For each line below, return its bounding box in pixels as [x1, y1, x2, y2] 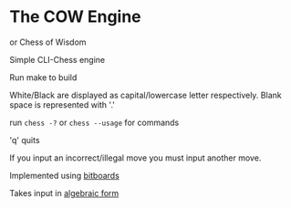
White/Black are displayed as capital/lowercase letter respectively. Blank [9, 89, 282, 100]
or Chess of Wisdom [9, 36, 87, 47]
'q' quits [9, 134, 40, 145]
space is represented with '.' [9, 99, 116, 110]
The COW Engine [9, 6, 141, 27]
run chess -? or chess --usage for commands [9, 117, 180, 128]
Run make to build [9, 71, 78, 83]
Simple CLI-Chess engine [9, 54, 106, 65]
